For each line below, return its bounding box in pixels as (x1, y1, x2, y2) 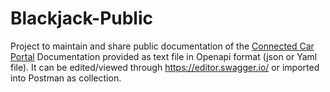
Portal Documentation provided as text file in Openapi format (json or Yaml (10, 50, 318, 62)
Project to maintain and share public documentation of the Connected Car (10, 40, 315, 52)
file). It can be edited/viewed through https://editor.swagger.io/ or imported (10, 61, 320, 73)
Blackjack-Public (10, 7, 154, 30)
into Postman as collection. (10, 72, 122, 84)
